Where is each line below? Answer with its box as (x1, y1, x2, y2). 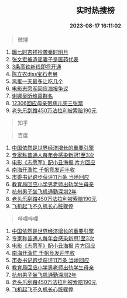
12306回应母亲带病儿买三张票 (11, 99, 84, 106)
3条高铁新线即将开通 (11, 63, 61, 70)
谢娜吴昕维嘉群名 (11, 92, 53, 99)
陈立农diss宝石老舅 (11, 70, 58, 77)
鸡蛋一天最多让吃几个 (11, 78, 63, 85)
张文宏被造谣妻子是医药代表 (11, 56, 79, 63)
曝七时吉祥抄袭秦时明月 (11, 48, 68, 56)
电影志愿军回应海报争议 (11, 85, 68, 92)
